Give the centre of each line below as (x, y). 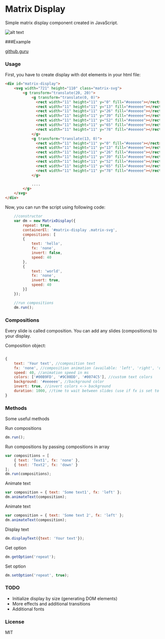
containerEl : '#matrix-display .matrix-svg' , (70, 230)
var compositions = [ (27, 456)
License (15, 622)
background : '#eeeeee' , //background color (59, 382)
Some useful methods (27, 419)
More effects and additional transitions (51, 604)
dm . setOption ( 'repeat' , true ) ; (37, 575)
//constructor (28, 216)
